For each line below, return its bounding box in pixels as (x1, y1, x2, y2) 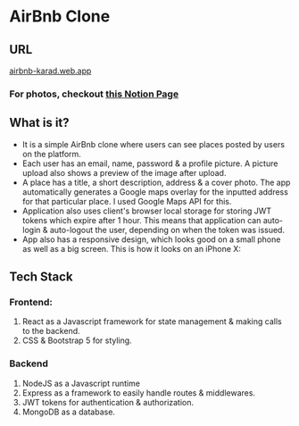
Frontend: (9, 297, 54, 309)
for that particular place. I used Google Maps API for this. (21, 196, 232, 206)
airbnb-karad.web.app (9, 65, 92, 76)
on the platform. (21, 148, 82, 159)
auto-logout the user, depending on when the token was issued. (49, 224, 286, 235)
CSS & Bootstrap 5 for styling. (21, 335, 132, 346)
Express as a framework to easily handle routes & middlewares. (21, 387, 256, 398)
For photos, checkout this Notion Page (9, 88, 179, 100)
